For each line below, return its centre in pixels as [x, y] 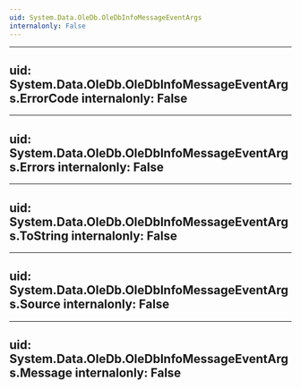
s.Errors [32, 167]
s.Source [35, 304]
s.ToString [39, 236]
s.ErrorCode [44, 98]
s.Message [41, 373]
